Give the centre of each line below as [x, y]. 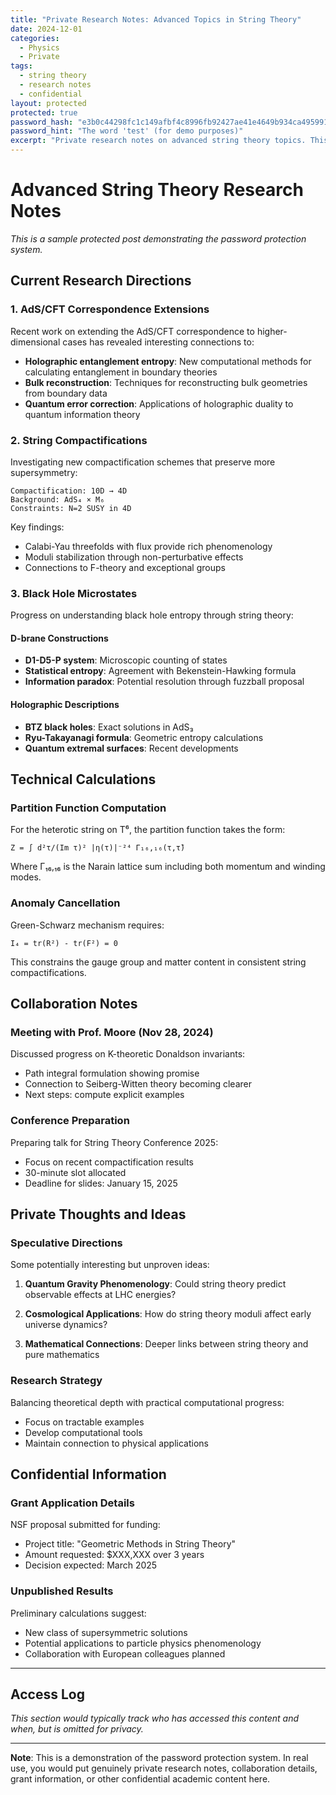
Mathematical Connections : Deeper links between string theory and [166, 1344]
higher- [272, 331]
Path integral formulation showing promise [112, 1073]
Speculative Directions [66, 1243]
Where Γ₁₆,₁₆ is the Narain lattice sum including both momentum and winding [168, 867]
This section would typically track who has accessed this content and [155, 1718]
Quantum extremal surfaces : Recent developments [131, 748]
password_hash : [42, 122]
